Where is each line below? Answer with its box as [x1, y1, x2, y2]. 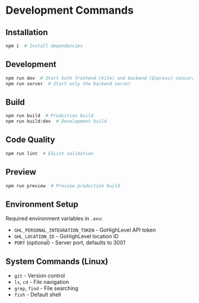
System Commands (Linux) [5, 256, 108, 266]
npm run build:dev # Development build [5, 118, 108, 125]
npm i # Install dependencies [5, 43, 83, 49]
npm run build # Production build [5, 113, 94, 119]
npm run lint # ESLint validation [5, 150, 94, 156]
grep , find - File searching [14, 285, 78, 292]
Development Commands [5, 4, 134, 17]
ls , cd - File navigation [14, 279, 70, 285]
